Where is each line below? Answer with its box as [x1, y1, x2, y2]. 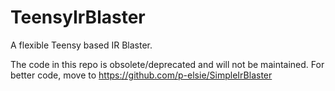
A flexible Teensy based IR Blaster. [10, 39, 153, 51]
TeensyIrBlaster [10, 6, 146, 29]
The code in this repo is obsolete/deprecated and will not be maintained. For [10, 58, 325, 70]
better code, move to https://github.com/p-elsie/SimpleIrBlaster [10, 69, 273, 81]
